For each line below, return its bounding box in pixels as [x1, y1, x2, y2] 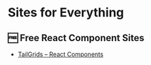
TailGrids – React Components [17, 50, 104, 58]
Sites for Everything [8, 5, 124, 21]
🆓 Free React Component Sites [8, 32, 145, 44]
